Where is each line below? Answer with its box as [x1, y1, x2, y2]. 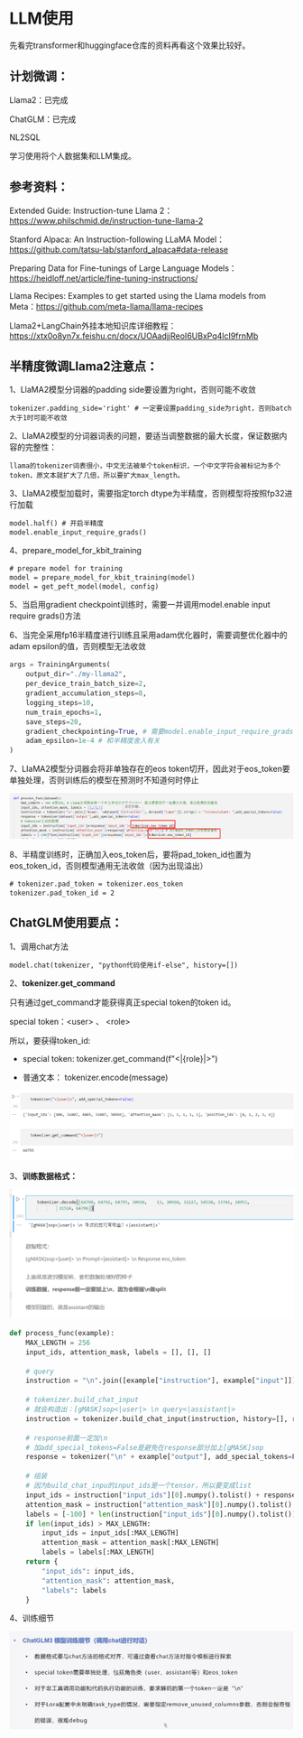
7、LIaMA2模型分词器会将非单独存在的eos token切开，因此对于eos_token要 [9, 764, 290, 775]
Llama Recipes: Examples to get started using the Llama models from [9, 290, 266, 301]
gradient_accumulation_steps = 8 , [25, 689, 147, 698]
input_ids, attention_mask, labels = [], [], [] [25, 1347, 212, 1357]
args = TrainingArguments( [9, 660, 111, 669]
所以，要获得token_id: [9, 1035, 91, 1046]
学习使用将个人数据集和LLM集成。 [9, 150, 137, 161]
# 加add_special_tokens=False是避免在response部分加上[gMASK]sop [25, 1443, 264, 1452]
